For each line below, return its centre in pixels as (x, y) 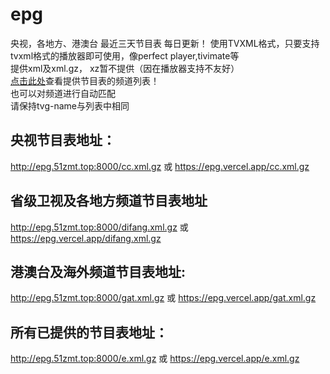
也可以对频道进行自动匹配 (63, 93)
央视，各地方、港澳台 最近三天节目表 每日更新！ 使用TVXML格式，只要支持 (165, 43)
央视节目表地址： (63, 140)
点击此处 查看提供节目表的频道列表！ (85, 80)
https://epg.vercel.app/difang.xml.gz (86, 238)
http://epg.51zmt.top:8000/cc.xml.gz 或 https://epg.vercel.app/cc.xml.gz (160, 166)
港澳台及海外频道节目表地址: (98, 271)
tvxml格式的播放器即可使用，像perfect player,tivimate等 (125, 55)
